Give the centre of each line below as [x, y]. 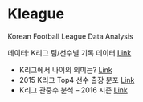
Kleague [36, 14]
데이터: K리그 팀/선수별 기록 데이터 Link [69, 52]
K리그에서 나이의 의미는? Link [66, 70]
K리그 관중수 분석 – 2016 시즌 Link [73, 90]
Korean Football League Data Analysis [70, 36]
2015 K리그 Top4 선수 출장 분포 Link [77, 80]
